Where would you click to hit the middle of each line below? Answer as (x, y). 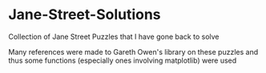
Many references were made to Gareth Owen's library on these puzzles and (133, 52)
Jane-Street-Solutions (85, 15)
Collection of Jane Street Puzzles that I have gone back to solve (114, 36)
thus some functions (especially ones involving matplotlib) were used (123, 60)
